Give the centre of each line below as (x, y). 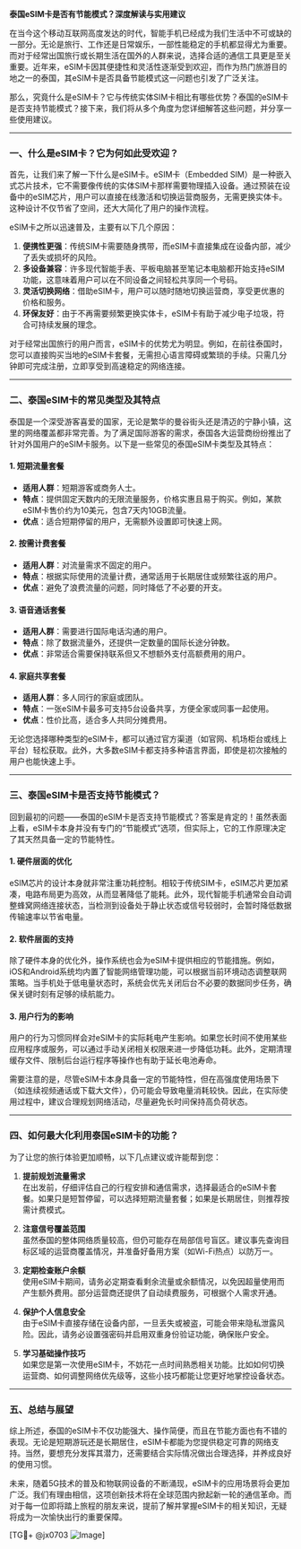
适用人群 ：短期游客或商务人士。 (81, 487)
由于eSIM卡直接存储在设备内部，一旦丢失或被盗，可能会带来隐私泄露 (150, 1323)
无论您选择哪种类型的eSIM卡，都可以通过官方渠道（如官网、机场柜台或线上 (148, 739)
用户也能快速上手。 (45, 761)
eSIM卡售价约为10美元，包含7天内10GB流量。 (106, 509)
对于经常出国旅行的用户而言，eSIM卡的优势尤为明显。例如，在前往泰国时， (148, 344)
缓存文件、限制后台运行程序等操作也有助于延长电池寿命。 (115, 1060)
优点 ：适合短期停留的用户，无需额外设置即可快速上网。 (124, 521)
